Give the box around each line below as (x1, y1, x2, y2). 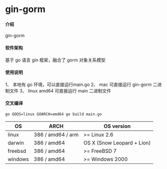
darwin (8, 139, 24, 146)
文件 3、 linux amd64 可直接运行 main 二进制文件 (9, 88, 111, 94)
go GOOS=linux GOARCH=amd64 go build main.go (5, 112, 102, 117)
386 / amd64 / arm (34, 131, 79, 138)
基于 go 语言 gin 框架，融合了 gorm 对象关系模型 (5, 57, 106, 63)
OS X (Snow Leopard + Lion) (83, 139, 151, 146)
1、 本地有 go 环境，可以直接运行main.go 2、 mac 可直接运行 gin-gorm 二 (5, 81, 158, 88)
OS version (103, 123, 131, 129)
